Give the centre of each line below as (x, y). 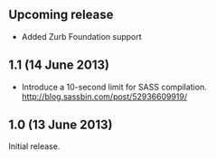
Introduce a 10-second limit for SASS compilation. (114, 87)
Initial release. (34, 146)
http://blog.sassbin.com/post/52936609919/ (104, 96)
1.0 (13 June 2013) (61, 125)
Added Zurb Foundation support (81, 36)
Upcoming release (61, 15)
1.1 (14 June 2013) (59, 65)
